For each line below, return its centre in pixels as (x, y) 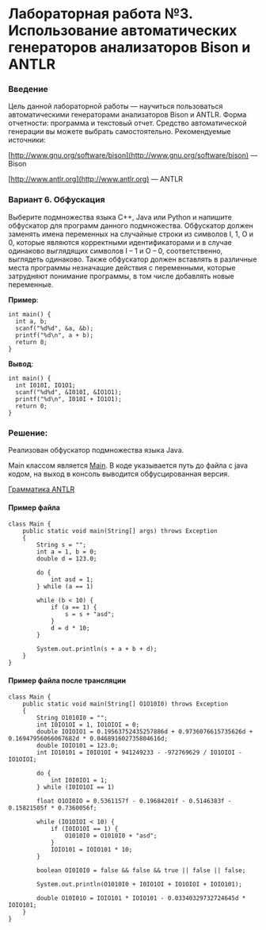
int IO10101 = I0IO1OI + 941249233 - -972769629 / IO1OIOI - (140, 753)
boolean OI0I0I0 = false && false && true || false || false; (141, 871)
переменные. (31, 284)
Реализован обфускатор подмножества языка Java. (96, 450)
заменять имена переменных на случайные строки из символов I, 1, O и (131, 234)
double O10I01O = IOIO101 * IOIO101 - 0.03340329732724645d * (141, 898)
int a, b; (31, 321)
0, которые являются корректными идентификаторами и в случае (120, 242)
